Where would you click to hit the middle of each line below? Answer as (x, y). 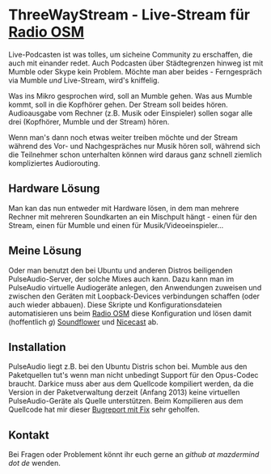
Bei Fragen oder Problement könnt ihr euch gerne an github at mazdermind (134, 455)
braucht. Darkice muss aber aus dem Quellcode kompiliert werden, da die (131, 384)
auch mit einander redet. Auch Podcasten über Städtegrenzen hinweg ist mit (136, 63)
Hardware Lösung (54, 189)
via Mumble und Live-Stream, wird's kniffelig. (84, 80)
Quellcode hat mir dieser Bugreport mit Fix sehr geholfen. (104, 409)
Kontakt (29, 435)
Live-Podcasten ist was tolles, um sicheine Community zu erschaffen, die (131, 54)
